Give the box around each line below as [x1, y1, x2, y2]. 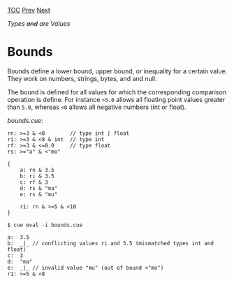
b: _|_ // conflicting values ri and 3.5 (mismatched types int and [7, 240, 214, 247]
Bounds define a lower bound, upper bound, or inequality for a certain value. [7, 66, 228, 75]
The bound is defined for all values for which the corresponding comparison [7, 87, 227, 96]
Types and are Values [7, 20, 71, 27]
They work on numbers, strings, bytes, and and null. [7, 74, 157, 82]
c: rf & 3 [20, 178, 49, 186]
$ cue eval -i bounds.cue [7, 222, 82, 228]
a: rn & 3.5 [20, 166, 54, 173]
